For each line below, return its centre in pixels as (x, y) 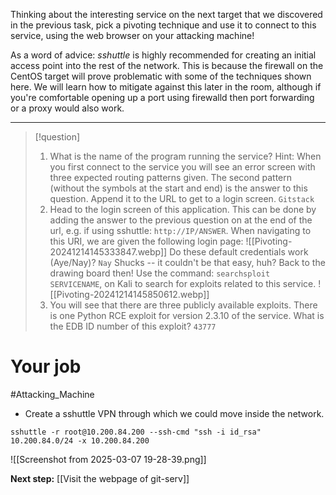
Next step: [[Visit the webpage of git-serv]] (100, 478)
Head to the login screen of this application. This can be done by (183, 209)
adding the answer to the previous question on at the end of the (181, 220)
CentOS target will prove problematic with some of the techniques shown (161, 76)
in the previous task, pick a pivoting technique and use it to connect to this (163, 25)
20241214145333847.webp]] (108, 252)
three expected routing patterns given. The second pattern (171, 177)
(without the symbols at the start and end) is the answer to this (178, 188)
